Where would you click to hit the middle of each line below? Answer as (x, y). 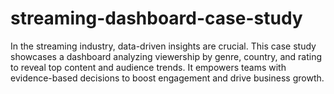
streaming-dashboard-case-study (156, 18)
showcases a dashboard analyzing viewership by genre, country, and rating (166, 56)
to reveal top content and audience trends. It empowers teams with (148, 67)
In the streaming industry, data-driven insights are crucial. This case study (163, 46)
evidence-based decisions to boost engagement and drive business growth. (167, 78)
